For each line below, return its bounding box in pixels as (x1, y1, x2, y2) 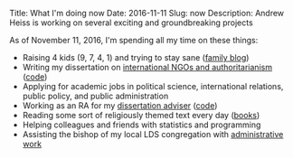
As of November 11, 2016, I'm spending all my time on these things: (9, 35, 259, 45)
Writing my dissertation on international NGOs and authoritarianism (22, 62, 273, 72)
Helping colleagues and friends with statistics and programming (22, 119, 261, 130)
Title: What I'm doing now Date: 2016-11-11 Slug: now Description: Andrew (9, 8, 285, 18)
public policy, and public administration (22, 90, 169, 101)
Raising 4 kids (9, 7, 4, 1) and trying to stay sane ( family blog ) (22, 52, 250, 62)
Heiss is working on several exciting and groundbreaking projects (9, 17, 253, 28)
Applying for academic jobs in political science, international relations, (22, 81, 284, 91)
